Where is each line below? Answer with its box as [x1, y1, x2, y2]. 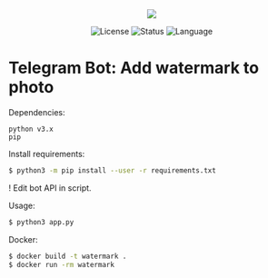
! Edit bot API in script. [8, 182, 92, 194]
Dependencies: [8, 106, 65, 117]
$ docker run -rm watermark [8, 260, 115, 269]
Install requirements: [8, 148, 85, 159]
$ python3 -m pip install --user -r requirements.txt [8, 165, 217, 175]
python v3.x [8, 124, 54, 134]
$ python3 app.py [8, 217, 74, 226]
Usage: [8, 200, 35, 211]
